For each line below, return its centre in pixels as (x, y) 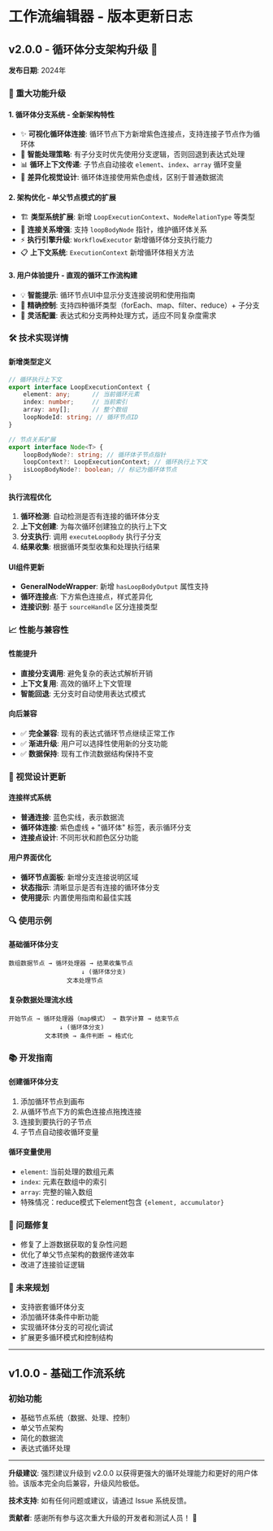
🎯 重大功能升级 (37, 93)
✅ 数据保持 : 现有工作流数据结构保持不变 (87, 753)
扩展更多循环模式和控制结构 (67, 1337)
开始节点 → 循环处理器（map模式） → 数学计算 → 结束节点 (94, 1019)
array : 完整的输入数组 (56, 1192)
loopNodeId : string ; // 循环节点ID (81, 417)
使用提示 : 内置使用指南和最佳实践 (76, 898)
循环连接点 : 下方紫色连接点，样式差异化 (86, 597)
